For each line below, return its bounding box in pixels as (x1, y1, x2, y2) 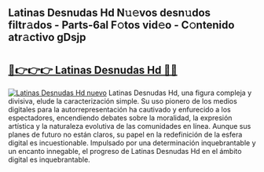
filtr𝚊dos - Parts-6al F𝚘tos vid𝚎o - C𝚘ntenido (8, 19, 235, 32)
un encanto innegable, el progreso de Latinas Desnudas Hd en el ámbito (8, 147, 242, 156)
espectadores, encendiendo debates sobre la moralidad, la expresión (8, 113, 233, 123)
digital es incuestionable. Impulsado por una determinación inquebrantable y (8, 138, 256, 148)
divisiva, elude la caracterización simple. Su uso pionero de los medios (8, 97, 237, 105)
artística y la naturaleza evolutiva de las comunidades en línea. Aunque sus (8, 122, 251, 130)
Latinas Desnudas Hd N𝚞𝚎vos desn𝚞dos (8, 6, 211, 20)
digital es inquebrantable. (8, 155, 90, 164)
